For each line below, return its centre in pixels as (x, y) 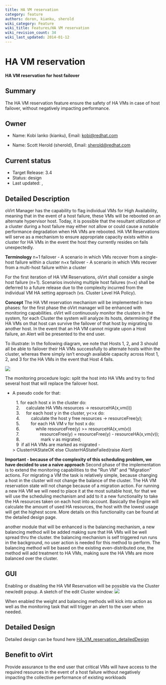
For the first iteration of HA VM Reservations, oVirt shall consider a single (80, 277)
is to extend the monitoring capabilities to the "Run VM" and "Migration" (78, 470)
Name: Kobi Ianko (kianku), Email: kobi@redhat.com (65, 136)
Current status (28, 160)
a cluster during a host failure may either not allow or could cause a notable (82, 227)
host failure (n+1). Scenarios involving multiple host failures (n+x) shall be (80, 282)
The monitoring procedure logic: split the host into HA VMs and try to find (80, 378)
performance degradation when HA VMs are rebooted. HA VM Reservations (82, 232)
